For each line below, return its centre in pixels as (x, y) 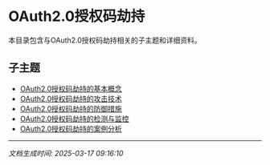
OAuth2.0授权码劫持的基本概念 (71, 88)
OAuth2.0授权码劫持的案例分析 (71, 128)
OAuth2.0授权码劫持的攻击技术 (71, 99)
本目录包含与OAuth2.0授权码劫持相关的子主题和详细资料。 (105, 40)
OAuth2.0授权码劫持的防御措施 (71, 108)
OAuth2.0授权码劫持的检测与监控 (74, 119)
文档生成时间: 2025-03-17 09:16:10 (66, 153)
